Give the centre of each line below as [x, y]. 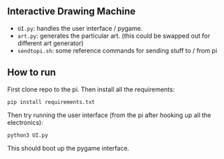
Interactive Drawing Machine [72, 12]
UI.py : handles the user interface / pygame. [80, 28]
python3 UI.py [28, 135]
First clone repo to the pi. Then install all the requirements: [91, 89]
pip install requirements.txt [51, 102]
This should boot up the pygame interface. [68, 148]
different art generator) [50, 43]
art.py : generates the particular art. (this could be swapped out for [114, 36]
